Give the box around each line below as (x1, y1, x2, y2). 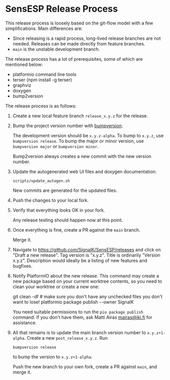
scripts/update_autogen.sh (12, 178, 70, 184)
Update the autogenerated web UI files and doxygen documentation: (12, 168, 157, 174)
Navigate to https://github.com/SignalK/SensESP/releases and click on (12, 246, 161, 252)
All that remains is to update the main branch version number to (12, 330, 146, 336)
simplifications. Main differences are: (5, 25, 83, 31)
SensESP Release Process (5, 3, 118, 15)
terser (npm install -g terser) (12, 77, 72, 83)
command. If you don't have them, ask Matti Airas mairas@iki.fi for (12, 314, 153, 320)
